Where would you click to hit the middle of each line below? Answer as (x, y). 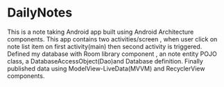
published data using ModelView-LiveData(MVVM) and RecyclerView (106, 68)
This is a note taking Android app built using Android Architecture (101, 32)
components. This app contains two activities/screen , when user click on (112, 39)
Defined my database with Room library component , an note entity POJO (112, 54)
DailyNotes (40, 13)
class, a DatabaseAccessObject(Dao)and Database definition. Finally (105, 61)
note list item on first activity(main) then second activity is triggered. (105, 46)
